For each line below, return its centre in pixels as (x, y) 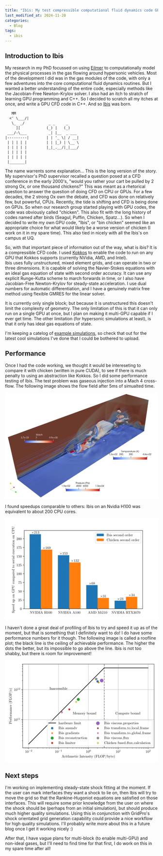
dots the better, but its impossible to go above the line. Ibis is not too (73, 648)
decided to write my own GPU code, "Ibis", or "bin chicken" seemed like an (80, 222)
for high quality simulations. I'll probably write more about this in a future (78, 823)
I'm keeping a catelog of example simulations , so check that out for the (76, 333)
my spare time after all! (28, 848)
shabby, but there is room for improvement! (48, 654)
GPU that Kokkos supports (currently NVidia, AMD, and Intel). (66, 258)
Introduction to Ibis (34, 56)
